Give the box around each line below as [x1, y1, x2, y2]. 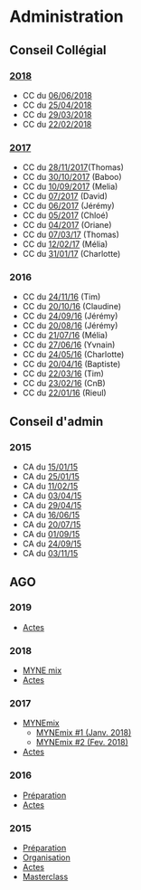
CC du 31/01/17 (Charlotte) [22, 249, 121, 260]
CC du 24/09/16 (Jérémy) [22, 310, 118, 322]
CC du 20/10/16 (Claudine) [22, 301, 122, 312]
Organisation [22, 852, 70, 863]
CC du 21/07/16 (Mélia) [22, 330, 108, 341]
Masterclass [22, 871, 69, 883]
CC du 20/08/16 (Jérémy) [22, 320, 118, 331]
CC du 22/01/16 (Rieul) [22, 387, 107, 399]
